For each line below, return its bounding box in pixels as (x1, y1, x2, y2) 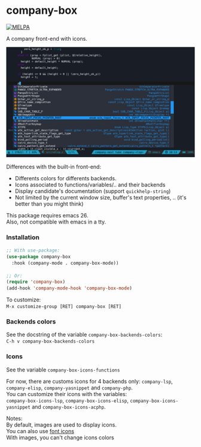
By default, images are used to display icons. (6, 421, 117, 428)
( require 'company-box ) (6, 279, 66, 285)
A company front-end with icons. (6, 35, 88, 42)
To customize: (6, 296, 41, 303)
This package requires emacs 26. (6, 212, 89, 219)
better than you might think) (14, 200, 84, 207)
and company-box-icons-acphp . (32, 403, 106, 410)
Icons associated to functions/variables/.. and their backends (14, 181, 166, 188)
